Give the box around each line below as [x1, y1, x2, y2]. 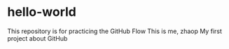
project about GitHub [7, 34, 68, 42]
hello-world [7, 4, 77, 20]
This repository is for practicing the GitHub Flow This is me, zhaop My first [7, 27, 223, 35]
